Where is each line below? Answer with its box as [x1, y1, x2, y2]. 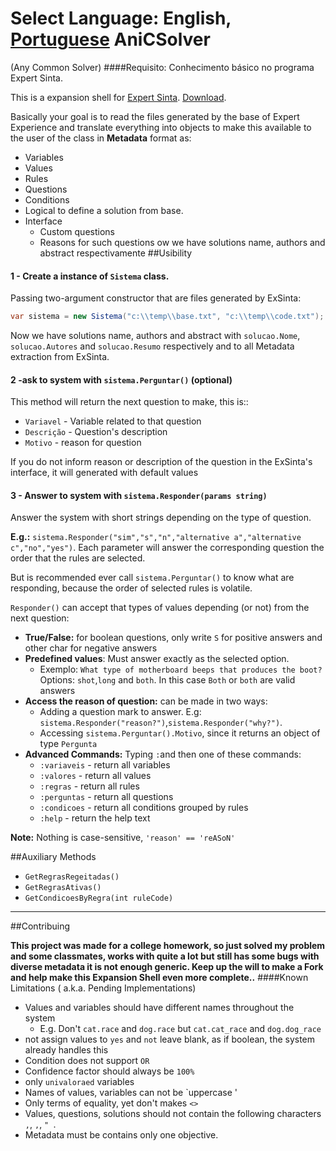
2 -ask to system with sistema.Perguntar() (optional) [10, 373, 233, 386]
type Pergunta [39, 738, 98, 750]
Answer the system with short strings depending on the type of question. [10, 512, 312, 524]
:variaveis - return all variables [39, 759, 171, 771]
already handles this [24, 1044, 109, 1056]
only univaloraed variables [24, 1076, 135, 1088]
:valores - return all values [39, 770, 152, 782]
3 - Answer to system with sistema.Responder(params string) [10, 489, 268, 501]
